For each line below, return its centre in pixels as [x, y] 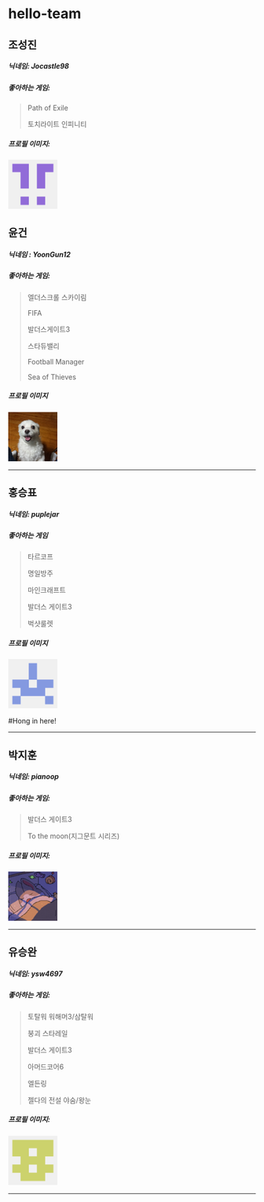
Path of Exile [48, 108]
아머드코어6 [46, 1067]
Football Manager [56, 361]
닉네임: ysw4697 [35, 974]
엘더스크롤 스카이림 [57, 297]
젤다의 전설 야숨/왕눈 [59, 1100]
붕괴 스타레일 [48, 1033]
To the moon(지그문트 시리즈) [73, 836]
